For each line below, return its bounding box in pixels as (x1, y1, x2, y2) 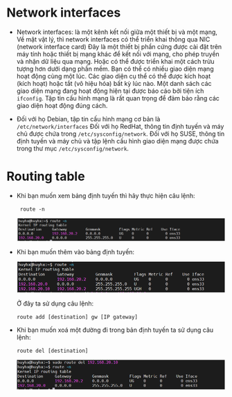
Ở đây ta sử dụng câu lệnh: (16, 299, 94, 308)
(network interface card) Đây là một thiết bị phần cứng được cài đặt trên (16, 42, 222, 51)
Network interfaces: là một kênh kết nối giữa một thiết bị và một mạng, (16, 28, 217, 36)
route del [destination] (16, 347, 89, 354)
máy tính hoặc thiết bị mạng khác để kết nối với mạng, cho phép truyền (16, 50, 220, 58)
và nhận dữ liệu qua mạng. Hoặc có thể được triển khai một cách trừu (16, 57, 215, 65)
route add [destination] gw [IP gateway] (16, 313, 138, 320)
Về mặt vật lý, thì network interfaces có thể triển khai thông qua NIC (16, 35, 211, 43)
